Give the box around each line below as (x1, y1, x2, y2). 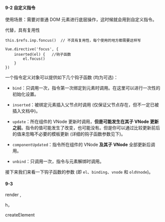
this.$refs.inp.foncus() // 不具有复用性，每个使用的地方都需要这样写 (5, 38, 141, 43)
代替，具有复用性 (5, 27, 40, 33)
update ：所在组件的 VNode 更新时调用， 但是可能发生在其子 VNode (12, 118, 150, 124)
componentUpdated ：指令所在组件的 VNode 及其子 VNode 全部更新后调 (12, 142, 155, 148)
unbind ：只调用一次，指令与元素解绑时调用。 (12, 158, 104, 164)
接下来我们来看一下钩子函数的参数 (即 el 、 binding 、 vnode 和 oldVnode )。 (5, 169, 154, 175)
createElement (5, 212, 35, 218)
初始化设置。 (12, 91, 39, 97)
